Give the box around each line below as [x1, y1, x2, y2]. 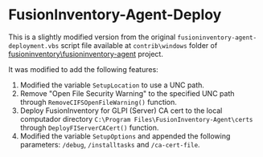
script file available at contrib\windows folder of [60, 40, 218, 50]
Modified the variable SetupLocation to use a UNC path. [19, 80, 205, 90]
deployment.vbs [8, 42, 60, 50]
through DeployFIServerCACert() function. [19, 123, 159, 132]
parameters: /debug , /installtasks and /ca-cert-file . [19, 139, 200, 149]
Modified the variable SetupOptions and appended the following [19, 131, 231, 141]
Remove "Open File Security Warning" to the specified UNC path [19, 88, 235, 98]
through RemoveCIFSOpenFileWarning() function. [19, 97, 177, 107]
